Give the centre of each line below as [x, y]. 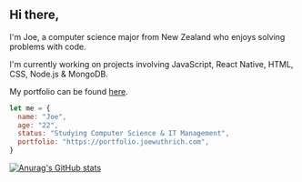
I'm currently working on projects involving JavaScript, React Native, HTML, [151, 64]
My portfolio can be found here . [69, 91]
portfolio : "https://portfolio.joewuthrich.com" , [113, 142]
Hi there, [35, 15]
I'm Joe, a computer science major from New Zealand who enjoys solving [147, 36]
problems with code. [48, 46]
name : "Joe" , [42, 116]
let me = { [30, 108]
